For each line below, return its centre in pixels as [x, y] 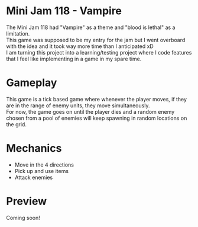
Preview [27, 201]
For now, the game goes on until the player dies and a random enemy [90, 111]
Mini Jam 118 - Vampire [64, 11]
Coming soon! [23, 218]
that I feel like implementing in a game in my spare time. [74, 59]
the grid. [16, 124]
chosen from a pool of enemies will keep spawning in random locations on [97, 118]
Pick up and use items [42, 171]
